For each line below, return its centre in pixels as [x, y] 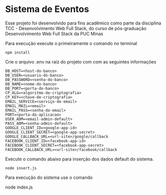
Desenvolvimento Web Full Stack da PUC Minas [54, 33]
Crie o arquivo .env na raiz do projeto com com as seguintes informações [81, 61]
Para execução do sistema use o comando [49, 177]
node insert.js [21, 168]
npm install [17, 52]
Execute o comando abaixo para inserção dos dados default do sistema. [79, 159]
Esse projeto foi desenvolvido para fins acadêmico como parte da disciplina [83, 23]
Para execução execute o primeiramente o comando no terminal [71, 43]
